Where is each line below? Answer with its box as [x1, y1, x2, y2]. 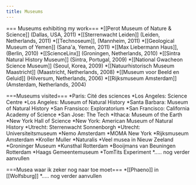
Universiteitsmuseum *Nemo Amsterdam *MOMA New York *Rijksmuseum [6, 130, 189, 137]
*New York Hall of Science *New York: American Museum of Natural [6, 117, 173, 124]
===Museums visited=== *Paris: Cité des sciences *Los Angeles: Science [6, 92, 188, 99]
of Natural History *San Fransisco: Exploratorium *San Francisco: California [6, 105, 190, 112]
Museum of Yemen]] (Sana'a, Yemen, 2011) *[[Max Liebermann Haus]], [6, 43, 178, 51]
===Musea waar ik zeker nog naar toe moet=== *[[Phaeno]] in [6, 166, 159, 173]
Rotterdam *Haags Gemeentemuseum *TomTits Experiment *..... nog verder [6, 148, 190, 156]
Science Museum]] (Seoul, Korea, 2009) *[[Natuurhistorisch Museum [6, 62, 175, 69]
